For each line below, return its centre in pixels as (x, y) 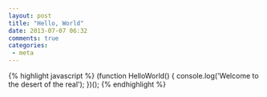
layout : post (30, 16)
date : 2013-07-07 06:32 (48, 30)
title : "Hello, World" (46, 23)
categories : (28, 46)
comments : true (34, 38)
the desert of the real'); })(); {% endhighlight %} (87, 84)
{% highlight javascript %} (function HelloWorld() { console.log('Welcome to (133, 76)
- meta (23, 53)
